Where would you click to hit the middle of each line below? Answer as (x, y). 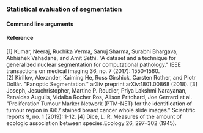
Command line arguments (40, 24)
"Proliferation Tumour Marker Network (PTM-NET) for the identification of (99, 104)
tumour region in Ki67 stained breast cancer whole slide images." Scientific (101, 110)
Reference (20, 38)
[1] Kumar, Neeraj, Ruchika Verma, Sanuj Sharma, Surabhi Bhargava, (92, 51)
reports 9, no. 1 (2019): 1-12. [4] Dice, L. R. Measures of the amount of (94, 116)
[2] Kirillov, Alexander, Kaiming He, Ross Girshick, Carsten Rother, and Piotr (101, 77)
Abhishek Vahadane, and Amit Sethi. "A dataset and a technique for (91, 58)
